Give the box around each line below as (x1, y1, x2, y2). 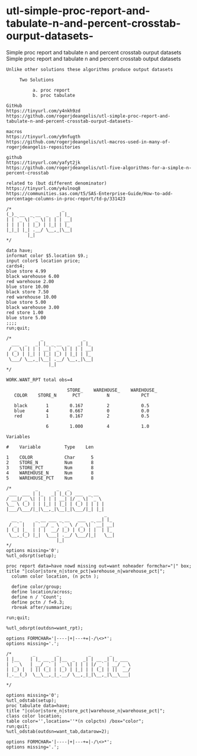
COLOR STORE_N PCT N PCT (14, 392, 150, 398)
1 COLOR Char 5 (6, 454, 94, 460)
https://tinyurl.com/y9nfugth (6, 134, 81, 139)
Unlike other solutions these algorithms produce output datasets (6, 66, 173, 72)
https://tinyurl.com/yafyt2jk (6, 160, 81, 166)
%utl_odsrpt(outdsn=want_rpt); (6, 625, 83, 631)
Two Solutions (19, 77, 54, 83)
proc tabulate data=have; (6, 702, 70, 709)
